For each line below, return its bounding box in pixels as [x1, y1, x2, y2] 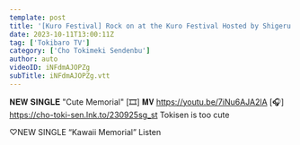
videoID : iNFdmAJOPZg [9, 64, 91, 72]
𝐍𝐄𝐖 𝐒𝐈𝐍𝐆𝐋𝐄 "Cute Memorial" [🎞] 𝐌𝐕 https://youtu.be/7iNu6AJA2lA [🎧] [9, 96, 285, 107]
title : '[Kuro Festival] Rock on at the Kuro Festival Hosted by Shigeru [9, 21, 292, 30]
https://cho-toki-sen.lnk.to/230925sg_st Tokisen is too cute [9, 109, 230, 120]
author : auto [9, 55, 58, 64]
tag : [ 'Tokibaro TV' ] [9, 38, 91, 47]
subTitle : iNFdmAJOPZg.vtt [9, 72, 110, 81]
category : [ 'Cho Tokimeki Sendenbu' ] [9, 47, 151, 55]
